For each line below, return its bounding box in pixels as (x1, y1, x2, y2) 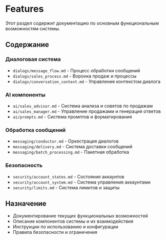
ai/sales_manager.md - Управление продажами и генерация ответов (12, 108, 161, 114)
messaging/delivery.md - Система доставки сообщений (12, 144, 133, 150)
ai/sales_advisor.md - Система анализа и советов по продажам (12, 103, 153, 109)
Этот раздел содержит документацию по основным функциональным (5, 20, 159, 26)
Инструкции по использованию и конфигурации (12, 224, 119, 230)
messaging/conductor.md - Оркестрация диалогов (12, 138, 119, 144)
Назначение (5, 199, 47, 208)
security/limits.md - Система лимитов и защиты (12, 184, 120, 190)
